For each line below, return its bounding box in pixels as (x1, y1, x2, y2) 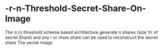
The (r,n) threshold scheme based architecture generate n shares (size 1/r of (5, 29, 158, 35)
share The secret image (5, 39, 53, 45)
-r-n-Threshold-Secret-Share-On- (5, 3, 146, 14)
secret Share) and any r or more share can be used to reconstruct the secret (5, 34, 158, 40)
